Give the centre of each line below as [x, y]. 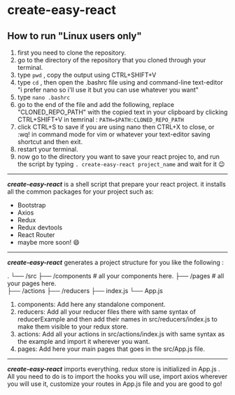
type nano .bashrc [44, 97]
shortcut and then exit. [50, 142]
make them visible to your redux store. [73, 326]
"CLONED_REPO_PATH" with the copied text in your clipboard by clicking [122, 112]
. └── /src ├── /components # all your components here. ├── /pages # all [116, 276]
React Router [36, 235]
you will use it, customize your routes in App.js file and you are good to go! [115, 384]
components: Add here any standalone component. [91, 304]
